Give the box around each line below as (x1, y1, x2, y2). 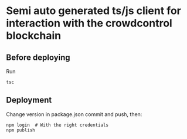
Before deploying (6, 52, 70, 62)
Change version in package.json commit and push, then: (6, 110, 142, 118)
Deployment (6, 95, 52, 105)
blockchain (6, 29, 62, 42)
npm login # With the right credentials (6, 122, 109, 128)
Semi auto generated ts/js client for (6, 4, 182, 18)
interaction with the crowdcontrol (6, 16, 173, 30)
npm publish (6, 127, 35, 133)
